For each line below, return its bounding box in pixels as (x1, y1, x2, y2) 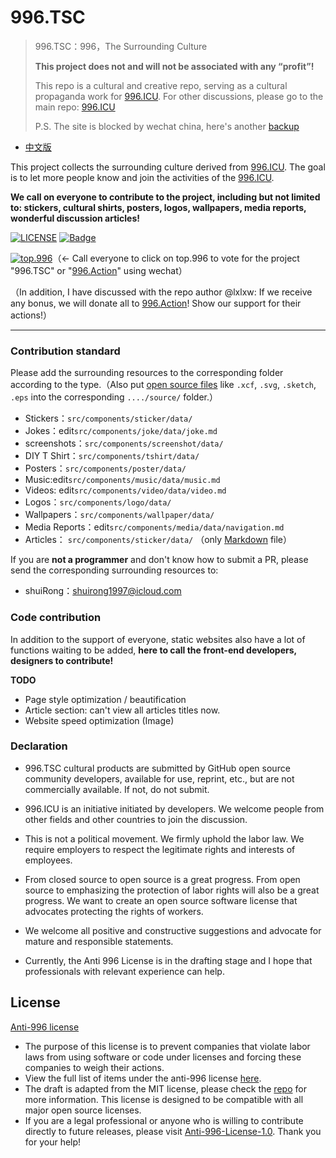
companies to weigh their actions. (24, 1061, 165, 1073)
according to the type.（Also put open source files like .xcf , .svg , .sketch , (10, 379, 317, 391)
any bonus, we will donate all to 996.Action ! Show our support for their (10, 297, 302, 309)
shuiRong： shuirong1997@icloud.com (24, 585, 182, 597)
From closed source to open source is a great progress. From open (24, 873, 301, 885)
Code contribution (10, 611, 102, 625)
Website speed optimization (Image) (24, 714, 175, 726)
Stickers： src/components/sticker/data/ (24, 412, 193, 425)
